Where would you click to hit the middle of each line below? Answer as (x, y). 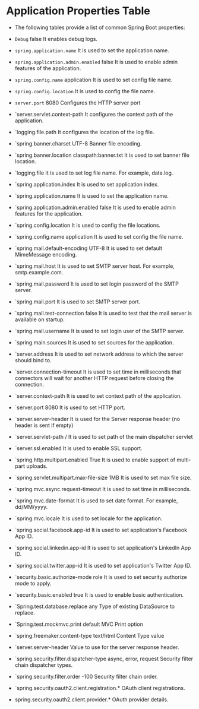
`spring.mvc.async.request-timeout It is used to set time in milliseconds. (103, 489)
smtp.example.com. (39, 272)
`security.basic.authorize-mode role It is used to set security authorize (101, 577)
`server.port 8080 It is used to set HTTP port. (70, 407)
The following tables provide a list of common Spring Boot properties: (100, 27)
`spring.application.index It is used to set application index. (87, 184)
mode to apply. (33, 583)
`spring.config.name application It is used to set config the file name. (99, 236)
